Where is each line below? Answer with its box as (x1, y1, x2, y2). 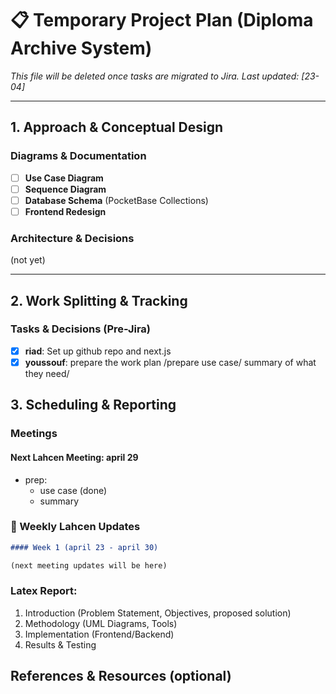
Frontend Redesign (24, 205, 107, 217)
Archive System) (10, 37, 153, 60)
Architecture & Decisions (10, 231, 135, 245)
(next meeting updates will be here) (10, 560, 168, 571)
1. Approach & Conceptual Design (10, 119, 224, 136)
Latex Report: (10, 584, 78, 598)
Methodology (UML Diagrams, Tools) (24, 617, 178, 629)
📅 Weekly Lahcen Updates (10, 520, 141, 534)
